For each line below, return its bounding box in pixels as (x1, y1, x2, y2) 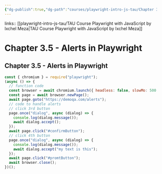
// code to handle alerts (9, 101, 61, 107)
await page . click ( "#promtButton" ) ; (9, 156, 81, 160)
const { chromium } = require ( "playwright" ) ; (4, 75, 98, 79)
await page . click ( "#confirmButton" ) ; (9, 129, 85, 134)
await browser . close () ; (9, 160, 57, 165)
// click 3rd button (9, 106, 50, 111)
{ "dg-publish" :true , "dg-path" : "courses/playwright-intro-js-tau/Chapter (4, 7, 154, 12)
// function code (9, 83, 44, 89)
